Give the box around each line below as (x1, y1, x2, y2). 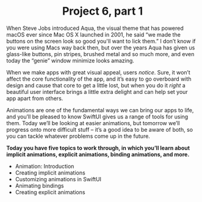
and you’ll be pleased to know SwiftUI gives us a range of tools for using (6, 113, 189, 120)
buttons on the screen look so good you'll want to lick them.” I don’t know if (6, 37, 196, 45)
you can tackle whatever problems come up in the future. (6, 132, 151, 140)
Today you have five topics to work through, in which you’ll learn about (6, 144, 190, 151)
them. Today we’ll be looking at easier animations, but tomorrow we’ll (6, 119, 180, 126)
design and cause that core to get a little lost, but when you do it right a (6, 81, 186, 89)
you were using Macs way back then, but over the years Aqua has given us (6, 44, 195, 51)
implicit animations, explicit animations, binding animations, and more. (6, 151, 190, 158)
